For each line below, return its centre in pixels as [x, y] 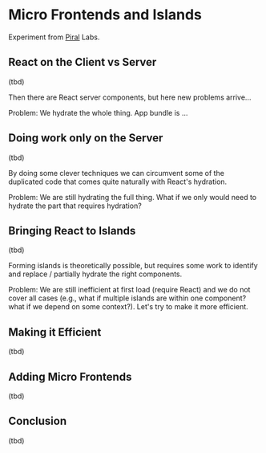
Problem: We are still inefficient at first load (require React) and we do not [129, 290]
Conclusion [38, 421]
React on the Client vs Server [83, 62]
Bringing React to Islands [72, 231]
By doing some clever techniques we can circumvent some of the [116, 173]
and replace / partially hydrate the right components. [95, 274]
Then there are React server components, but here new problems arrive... [130, 97]
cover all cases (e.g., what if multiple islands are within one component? [127, 298]
